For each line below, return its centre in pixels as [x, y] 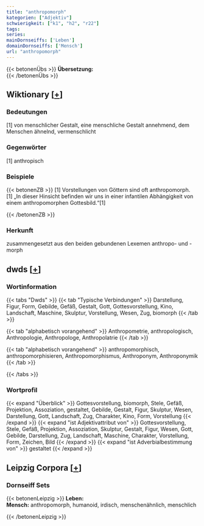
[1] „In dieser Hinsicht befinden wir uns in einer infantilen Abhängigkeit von [100, 196]
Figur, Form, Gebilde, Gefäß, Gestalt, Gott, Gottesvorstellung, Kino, [90, 307]
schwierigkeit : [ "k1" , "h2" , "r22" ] [53, 23]
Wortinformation [31, 286]
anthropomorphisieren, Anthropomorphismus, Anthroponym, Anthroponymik [102, 356]
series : [16, 35]
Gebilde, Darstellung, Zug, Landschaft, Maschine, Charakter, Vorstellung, [98, 436]
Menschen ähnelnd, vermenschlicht [51, 132]
